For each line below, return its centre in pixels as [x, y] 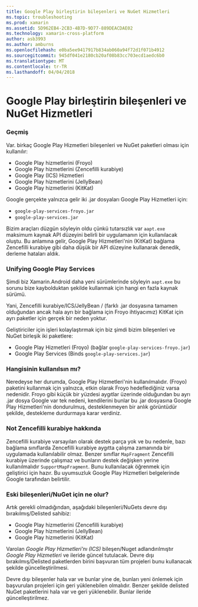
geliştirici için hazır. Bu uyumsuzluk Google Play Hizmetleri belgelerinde [93, 472]
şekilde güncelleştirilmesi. [37, 567]
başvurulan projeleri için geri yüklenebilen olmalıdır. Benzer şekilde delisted [98, 585]
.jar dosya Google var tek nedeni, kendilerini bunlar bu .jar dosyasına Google [99, 401]
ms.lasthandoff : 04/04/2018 [41, 72]
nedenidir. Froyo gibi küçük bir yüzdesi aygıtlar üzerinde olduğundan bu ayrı [98, 394]
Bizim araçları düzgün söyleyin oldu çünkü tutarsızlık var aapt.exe [86, 229]
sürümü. [16, 294]
